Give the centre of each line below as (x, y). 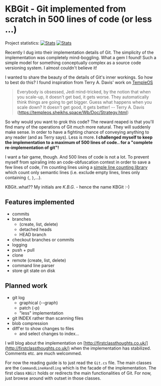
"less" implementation (41, 313)
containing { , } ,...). (23, 177)
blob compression (30, 323)
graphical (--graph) (38, 303)
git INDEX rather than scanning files (48, 318)
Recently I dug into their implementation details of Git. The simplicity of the (79, 52)
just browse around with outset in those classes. (53, 378)
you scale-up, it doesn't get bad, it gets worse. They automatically (83, 97)
